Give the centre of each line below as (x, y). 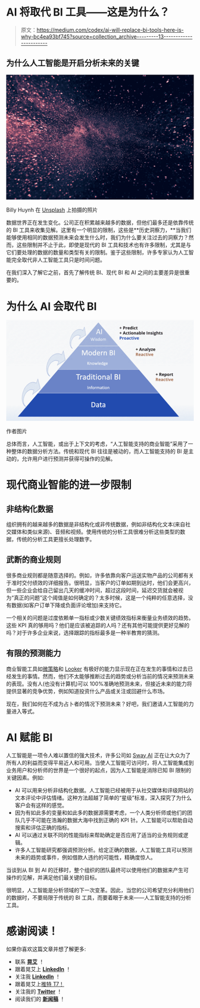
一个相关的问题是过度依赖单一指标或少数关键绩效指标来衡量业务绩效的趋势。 (100, 618)
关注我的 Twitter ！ (38, 991)
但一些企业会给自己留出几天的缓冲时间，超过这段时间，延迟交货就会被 (92, 590)
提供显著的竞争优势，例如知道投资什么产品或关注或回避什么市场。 (87, 691)
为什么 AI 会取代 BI (51, 306)
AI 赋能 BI (29, 737)
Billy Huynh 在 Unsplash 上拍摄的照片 (52, 210)
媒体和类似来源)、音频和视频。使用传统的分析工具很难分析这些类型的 (96, 532)
